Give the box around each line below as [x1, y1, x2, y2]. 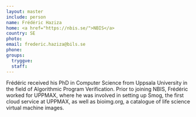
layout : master [6, 8, 44, 15]
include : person [6, 14, 46, 20]
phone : [6, 47, 22, 53]
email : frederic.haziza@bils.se [6, 42, 86, 48]
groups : [6, 52, 25, 58]
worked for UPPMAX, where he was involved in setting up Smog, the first [6, 92, 184, 99]
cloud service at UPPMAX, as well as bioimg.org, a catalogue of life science [6, 98, 191, 105]
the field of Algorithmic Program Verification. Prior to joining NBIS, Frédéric [6, 86, 188, 93]
